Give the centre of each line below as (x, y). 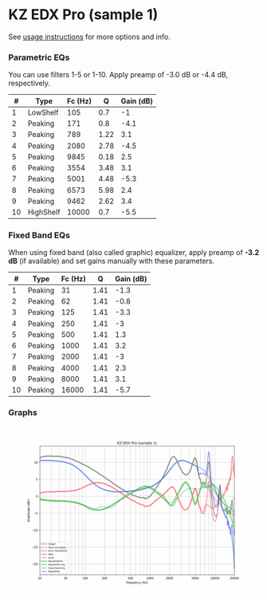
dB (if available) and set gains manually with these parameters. (112, 261)
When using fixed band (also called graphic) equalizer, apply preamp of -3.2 (134, 253)
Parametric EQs (39, 57)
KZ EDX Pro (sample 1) (83, 15)
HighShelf (44, 212)
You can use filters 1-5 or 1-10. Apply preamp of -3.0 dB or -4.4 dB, (118, 75)
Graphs (23, 413)
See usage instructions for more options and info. (90, 37)
